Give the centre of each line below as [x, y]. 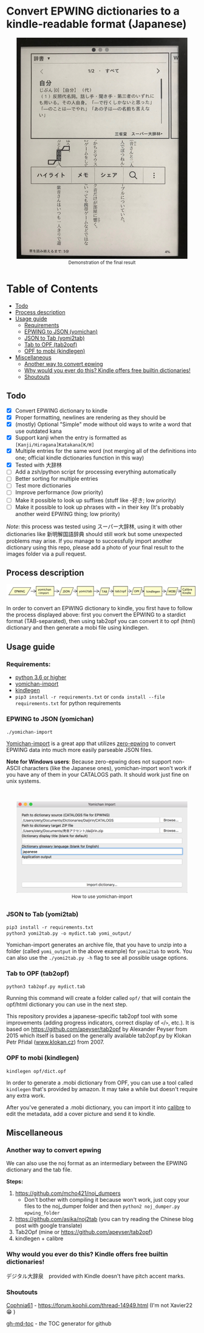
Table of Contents [52, 289]
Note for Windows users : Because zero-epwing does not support [89, 762]
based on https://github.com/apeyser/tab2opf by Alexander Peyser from [97, 1029]
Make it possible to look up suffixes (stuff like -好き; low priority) [96, 500]
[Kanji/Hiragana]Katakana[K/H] [55, 445]
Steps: [15, 1182]
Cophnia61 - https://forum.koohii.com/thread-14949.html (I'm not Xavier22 [100, 1305]
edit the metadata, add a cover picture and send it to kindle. [81, 1114]
